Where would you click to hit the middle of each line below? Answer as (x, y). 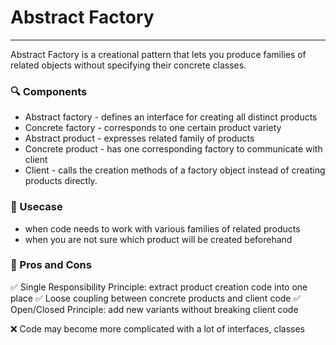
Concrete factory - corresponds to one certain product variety (153, 128)
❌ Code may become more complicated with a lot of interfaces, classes (157, 328)
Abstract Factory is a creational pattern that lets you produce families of (158, 54)
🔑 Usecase (36, 207)
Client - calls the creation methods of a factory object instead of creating (175, 170)
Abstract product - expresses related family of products (139, 138)
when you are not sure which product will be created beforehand (158, 239)
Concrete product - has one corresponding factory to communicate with (173, 149)
